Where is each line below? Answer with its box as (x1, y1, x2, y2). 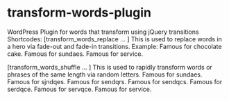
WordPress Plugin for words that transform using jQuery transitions (7, 28, 199, 36)
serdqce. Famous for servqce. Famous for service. (7, 85, 152, 93)
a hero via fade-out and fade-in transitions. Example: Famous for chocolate (7, 42, 222, 50)
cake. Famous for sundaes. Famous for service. (7, 50, 144, 58)
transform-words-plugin (7, 5, 151, 21)
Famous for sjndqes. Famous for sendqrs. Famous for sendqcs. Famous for (7, 77, 223, 86)
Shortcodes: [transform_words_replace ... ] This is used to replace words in (7, 34, 222, 43)
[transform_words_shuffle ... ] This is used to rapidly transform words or (7, 63, 213, 71)
